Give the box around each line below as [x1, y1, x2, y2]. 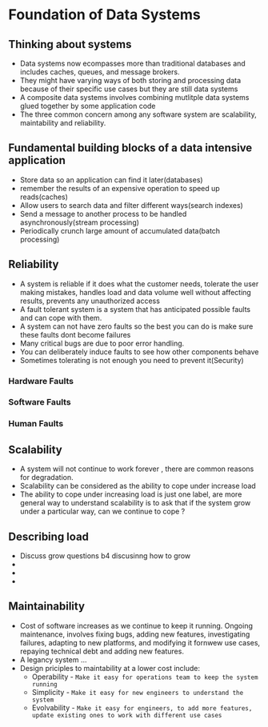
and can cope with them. [19, 313, 102, 322]
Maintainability [8, 600, 86, 613]
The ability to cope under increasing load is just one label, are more [19, 489, 242, 499]
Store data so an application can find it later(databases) [19, 174, 203, 185]
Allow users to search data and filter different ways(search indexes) [19, 200, 244, 210]
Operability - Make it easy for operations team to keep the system [31, 672, 258, 681]
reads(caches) [19, 192, 68, 202]
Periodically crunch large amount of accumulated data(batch [19, 226, 221, 235]
